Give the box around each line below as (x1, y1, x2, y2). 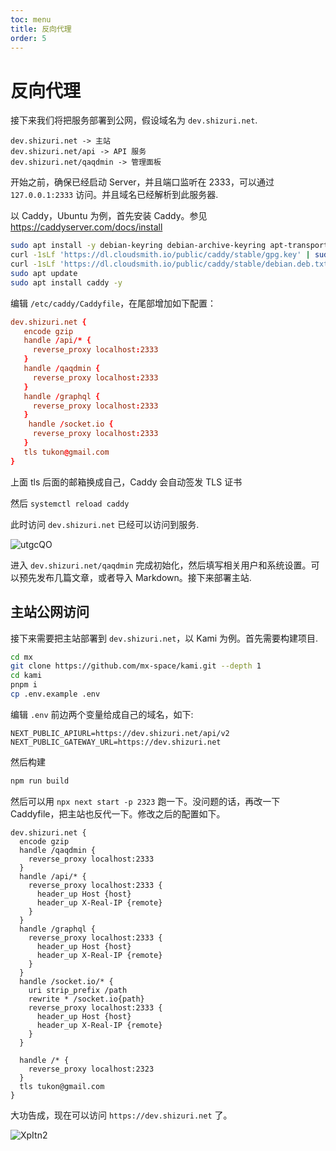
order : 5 (10, 33, 47, 43)
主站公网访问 (10, 604, 90, 621)
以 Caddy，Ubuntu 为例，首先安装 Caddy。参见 (10, 210, 208, 222)
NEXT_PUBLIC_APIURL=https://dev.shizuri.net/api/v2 (10, 728, 230, 738)
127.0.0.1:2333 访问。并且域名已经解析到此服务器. (10, 189, 219, 201)
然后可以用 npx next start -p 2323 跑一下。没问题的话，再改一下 (10, 795, 281, 807)
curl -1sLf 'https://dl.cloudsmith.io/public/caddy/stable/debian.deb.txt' (10, 259, 333, 270)
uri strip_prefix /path (28, 985, 128, 995)
